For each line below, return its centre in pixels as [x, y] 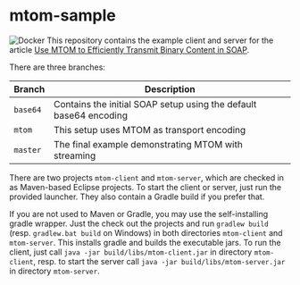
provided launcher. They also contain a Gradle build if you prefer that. [137, 197]
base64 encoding [90, 115]
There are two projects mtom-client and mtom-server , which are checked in [146, 177]
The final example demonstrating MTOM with [148, 144]
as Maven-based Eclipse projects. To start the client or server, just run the [146, 187]
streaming [75, 155]
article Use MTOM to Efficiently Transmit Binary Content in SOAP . [129, 49]
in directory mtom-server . [54, 271]
